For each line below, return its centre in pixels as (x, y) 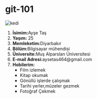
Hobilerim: (23, 64)
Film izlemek (33, 70)
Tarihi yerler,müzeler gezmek (49, 85)
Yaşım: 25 (23, 38)
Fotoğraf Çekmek (38, 91)
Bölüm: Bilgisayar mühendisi (41, 48)
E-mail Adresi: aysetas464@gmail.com (52, 59)
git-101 (19, 9)
